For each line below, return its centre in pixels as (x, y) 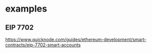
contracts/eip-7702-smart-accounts (43, 45)
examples (26, 9)
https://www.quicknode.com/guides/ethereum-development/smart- (76, 39)
